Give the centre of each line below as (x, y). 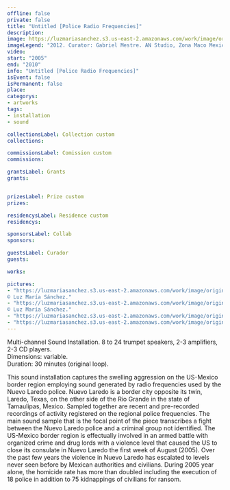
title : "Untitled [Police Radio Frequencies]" (75, 26)
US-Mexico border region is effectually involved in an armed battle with (108, 435)
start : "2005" (27, 58)
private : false (29, 20)
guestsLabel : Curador (38, 253)
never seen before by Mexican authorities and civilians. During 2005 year (111, 465)
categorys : (23, 97)
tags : (15, 109)
